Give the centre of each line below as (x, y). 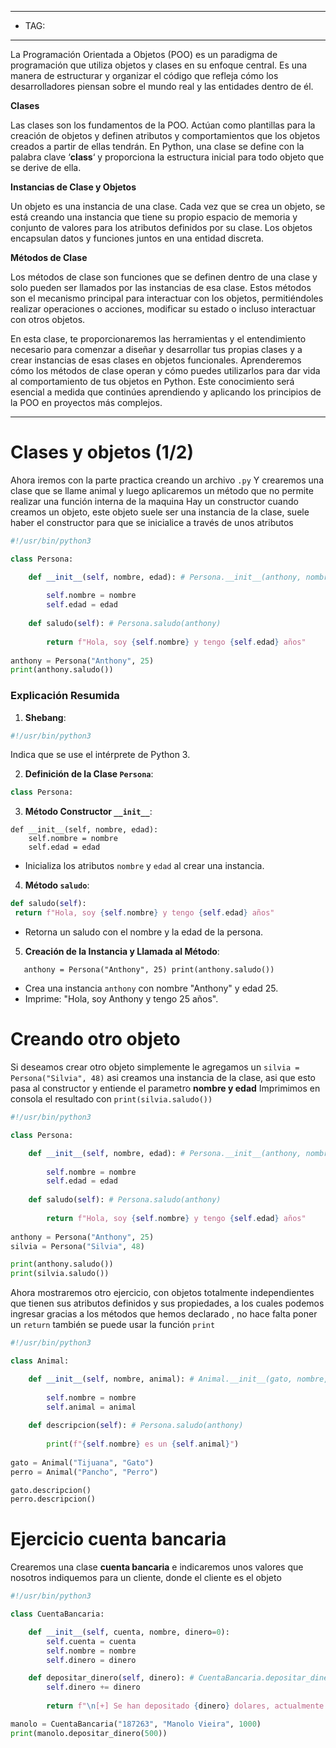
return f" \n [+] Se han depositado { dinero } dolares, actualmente (185, 1706)
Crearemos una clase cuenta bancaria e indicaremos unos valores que (157, 1567)
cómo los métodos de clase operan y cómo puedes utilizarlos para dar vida (165, 370)
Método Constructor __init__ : (88, 812)
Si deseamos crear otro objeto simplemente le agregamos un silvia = (155, 1067)
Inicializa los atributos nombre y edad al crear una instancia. (144, 866)
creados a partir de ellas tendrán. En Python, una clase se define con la (157, 146)
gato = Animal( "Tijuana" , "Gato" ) (82, 1462)
